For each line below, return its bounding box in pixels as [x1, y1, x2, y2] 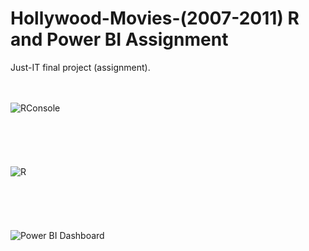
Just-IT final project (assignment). [10, 61, 151, 73]
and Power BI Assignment [10, 28, 229, 51]
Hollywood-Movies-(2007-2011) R [10, 7, 300, 30]
